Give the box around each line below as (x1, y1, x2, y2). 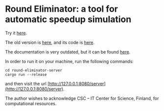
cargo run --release (5, 72, 47, 77)
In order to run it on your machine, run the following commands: (5, 58, 134, 64)
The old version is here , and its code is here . (5, 39, 94, 45)
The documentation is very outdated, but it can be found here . (5, 49, 131, 55)
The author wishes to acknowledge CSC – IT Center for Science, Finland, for (5, 95, 159, 101)
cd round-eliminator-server (5, 67, 63, 73)
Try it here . (5, 30, 27, 36)
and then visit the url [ (5, 81, 49, 87)
